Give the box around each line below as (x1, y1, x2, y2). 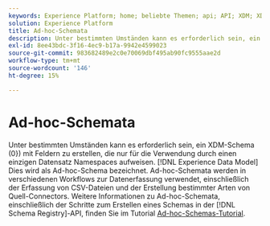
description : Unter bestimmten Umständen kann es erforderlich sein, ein (8, 34, 261, 43)
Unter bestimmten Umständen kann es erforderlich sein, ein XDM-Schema (8, 140, 255, 150)
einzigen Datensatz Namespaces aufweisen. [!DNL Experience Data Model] (8, 157, 259, 166)
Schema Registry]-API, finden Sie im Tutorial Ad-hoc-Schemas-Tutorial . (8, 208, 246, 218)
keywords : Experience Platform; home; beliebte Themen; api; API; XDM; (8, 11, 253, 20)
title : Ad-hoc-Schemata (8, 27, 88, 35)
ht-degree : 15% (8, 72, 59, 80)
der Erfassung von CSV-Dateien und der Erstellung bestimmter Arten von (8, 183, 251, 192)
